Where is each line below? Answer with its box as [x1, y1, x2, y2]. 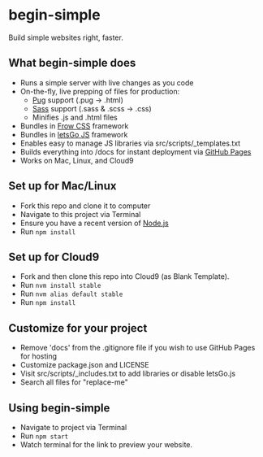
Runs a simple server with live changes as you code [19, 77, 194, 87]
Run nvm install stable [19, 281, 101, 290]
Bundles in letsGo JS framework [19, 129, 128, 139]
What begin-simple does [8, 56, 136, 70]
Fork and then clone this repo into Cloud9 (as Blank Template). [19, 272, 230, 281]
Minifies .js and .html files [32, 112, 118, 122]
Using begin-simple [8, 401, 110, 415]
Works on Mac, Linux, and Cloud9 [19, 155, 134, 165]
